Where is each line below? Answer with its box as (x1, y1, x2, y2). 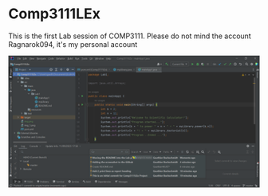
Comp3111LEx (8, 5, 101, 23)
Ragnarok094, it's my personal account (8, 39, 138, 49)
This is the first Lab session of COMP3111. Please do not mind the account (8, 31, 251, 41)
